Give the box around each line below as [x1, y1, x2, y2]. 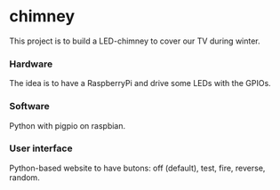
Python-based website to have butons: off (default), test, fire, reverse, [9, 162, 266, 173]
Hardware [9, 58, 53, 70]
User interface [9, 142, 73, 154]
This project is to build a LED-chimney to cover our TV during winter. [9, 36, 260, 46]
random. [9, 171, 40, 183]
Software [9, 100, 51, 113]
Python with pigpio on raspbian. [9, 120, 126, 131]
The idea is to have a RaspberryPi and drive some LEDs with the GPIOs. [9, 78, 271, 89]
